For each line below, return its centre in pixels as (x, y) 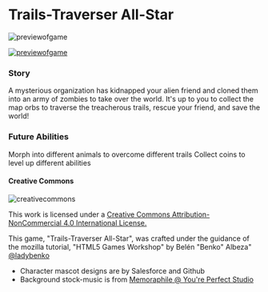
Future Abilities (39, 137)
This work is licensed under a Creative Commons (89, 214)
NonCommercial (35, 222)
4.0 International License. (105, 222)
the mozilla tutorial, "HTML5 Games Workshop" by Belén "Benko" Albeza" (130, 246)
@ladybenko (29, 255)
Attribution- (191, 214)
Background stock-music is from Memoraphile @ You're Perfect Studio (137, 279)
